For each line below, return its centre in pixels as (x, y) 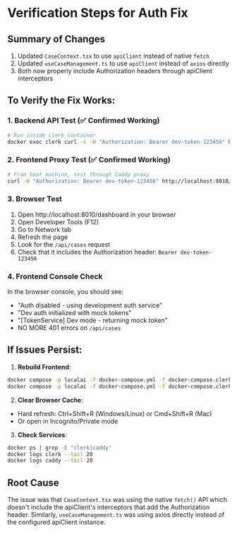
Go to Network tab (44, 229)
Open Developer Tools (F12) (58, 222)
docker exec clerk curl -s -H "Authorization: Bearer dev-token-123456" (116, 142)
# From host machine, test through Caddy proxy (79, 174)
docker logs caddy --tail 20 (50, 461)
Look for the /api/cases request (64, 244)
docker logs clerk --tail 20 (50, 454)
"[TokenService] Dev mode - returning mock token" (92, 320)
